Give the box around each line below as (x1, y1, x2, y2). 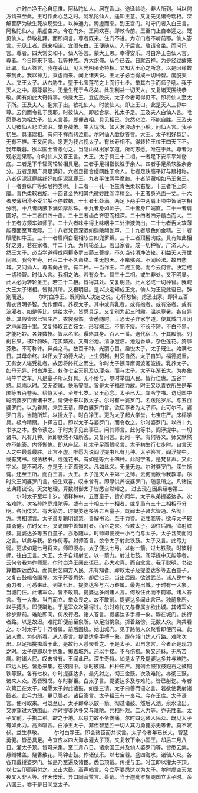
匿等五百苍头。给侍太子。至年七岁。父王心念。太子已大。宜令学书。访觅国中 (6, 389, 192, 396)
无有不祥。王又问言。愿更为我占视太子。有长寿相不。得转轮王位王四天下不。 (6, 138, 192, 145)
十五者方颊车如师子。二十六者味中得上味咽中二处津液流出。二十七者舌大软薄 (6, 219, 192, 226)
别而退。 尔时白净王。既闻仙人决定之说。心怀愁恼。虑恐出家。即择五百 (6, 293, 189, 300)
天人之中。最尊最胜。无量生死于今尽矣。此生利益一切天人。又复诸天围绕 (6, 86, 181, 93)
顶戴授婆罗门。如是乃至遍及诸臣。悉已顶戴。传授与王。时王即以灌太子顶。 (11, 759, 192, 765)
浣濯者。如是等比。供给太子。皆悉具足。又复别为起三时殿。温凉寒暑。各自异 (6, 308, 192, 315)
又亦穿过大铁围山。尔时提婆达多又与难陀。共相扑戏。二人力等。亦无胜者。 (6, 707, 187, 714)
